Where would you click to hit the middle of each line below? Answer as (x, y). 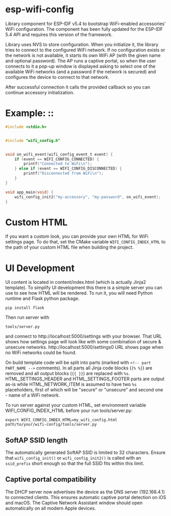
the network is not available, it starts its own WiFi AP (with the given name (83, 55)
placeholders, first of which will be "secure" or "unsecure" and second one (84, 390)
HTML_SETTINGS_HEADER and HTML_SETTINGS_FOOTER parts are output (85, 379)
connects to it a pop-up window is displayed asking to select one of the (80, 66)
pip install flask (25, 308)
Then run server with (27, 317)
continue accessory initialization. (40, 92)
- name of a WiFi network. (33, 395)
